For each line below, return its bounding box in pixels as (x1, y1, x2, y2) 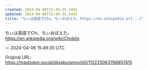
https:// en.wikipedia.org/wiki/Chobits (5, 35, 80, 41)
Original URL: (5, 54, 32, 60)
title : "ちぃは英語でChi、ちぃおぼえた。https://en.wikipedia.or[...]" (5, 16, 144, 21)
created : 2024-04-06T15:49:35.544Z (5, 7, 78, 12)
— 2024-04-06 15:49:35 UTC (5, 45, 65, 51)
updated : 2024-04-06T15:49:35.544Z (5, 12, 78, 17)
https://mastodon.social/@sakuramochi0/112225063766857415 (5, 59, 133, 66)
